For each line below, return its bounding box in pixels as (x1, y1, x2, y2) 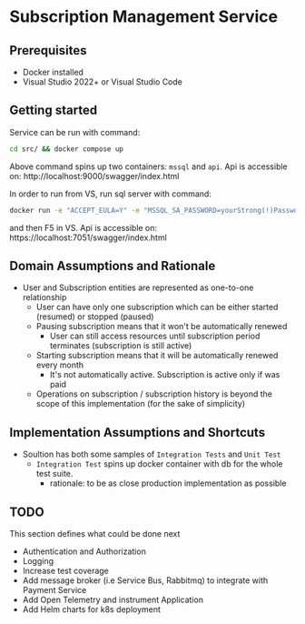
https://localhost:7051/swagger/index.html (9, 232, 168, 243)
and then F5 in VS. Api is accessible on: (9, 222, 157, 233)
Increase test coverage (22, 566, 109, 576)
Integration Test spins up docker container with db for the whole (35, 458, 283, 469)
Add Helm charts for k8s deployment (22, 604, 162, 615)
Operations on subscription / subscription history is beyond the (35, 388, 273, 399)
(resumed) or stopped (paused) (35, 311, 154, 322)
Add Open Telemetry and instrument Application (22, 594, 204, 605)
